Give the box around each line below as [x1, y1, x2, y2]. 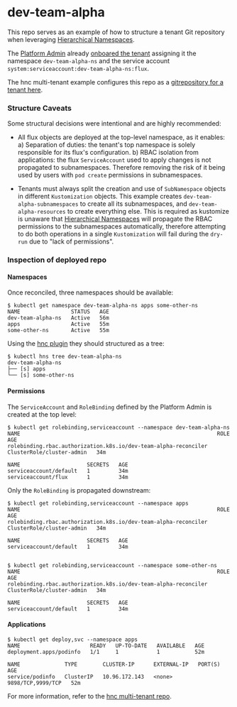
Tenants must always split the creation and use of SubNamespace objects [17, 185, 226, 193]
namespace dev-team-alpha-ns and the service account [7, 56, 170, 65]
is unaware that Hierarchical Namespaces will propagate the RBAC [17, 214, 213, 224]
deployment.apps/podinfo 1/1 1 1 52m [7, 648, 204, 655]
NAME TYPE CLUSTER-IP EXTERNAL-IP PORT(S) [7, 661, 221, 668]
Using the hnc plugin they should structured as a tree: [7, 339, 165, 348]
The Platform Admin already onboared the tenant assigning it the [7, 49, 197, 57]
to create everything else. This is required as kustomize [67, 207, 229, 216]
